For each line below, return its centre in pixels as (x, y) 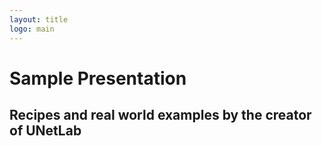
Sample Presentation (98, 78)
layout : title (39, 19)
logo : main (32, 29)
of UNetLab (45, 131)
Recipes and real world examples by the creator (160, 115)
